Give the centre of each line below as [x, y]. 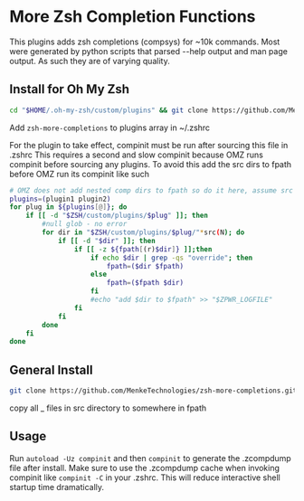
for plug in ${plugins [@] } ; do [68, 207]
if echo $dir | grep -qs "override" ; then [171, 258]
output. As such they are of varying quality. [90, 61]
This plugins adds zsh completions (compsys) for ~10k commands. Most [145, 42]
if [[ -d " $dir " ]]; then [106, 241]
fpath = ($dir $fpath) [145, 266]
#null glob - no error [85, 224]
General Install [51, 369]
